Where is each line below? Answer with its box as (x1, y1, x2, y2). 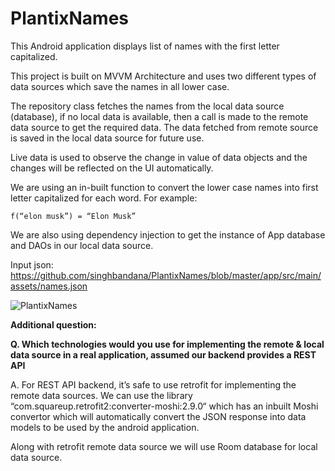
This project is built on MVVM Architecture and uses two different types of (10, 70, 317, 82)
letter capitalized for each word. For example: (10, 192, 198, 204)
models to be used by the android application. (10, 421, 200, 433)
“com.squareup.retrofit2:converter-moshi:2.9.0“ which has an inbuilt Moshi (10, 400, 319, 412)
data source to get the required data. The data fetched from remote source (10, 121, 319, 133)
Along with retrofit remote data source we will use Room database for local (10, 440, 318, 452)
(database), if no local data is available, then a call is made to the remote (10, 110, 309, 122)
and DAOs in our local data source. (10, 239, 154, 251)
